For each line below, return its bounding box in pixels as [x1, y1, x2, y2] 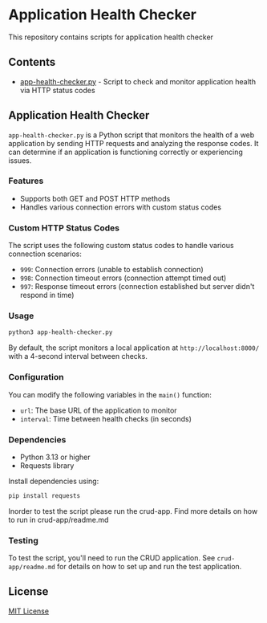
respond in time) [19, 291, 75, 300]
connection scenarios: [8, 249, 82, 259]
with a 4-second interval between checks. [8, 352, 148, 361]
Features [8, 175, 44, 186]
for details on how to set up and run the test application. [57, 562, 242, 572]
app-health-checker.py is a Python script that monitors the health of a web [8, 130, 255, 140]
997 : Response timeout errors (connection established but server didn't [19, 282, 255, 291]
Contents [8, 55, 56, 69]
